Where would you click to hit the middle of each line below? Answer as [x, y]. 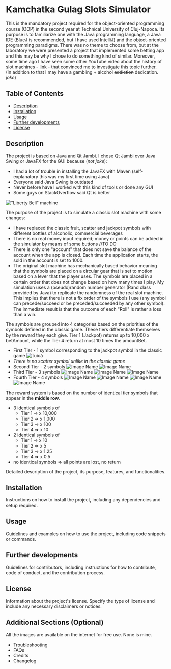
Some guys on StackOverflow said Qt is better [62, 192]
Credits [21, 655]
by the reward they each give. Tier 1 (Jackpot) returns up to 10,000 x [78, 335]
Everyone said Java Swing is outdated [53, 182]
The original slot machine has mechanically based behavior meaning [85, 265]
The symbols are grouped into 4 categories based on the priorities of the [82, 324]
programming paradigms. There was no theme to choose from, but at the [82, 45]
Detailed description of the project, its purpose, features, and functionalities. [86, 471]
